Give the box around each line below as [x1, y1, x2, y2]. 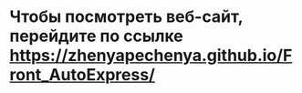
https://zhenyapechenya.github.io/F [9, 46, 293, 66]
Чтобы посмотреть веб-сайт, [9, 6, 244, 27]
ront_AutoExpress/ [9, 65, 155, 86]
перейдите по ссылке [9, 26, 184, 46]
